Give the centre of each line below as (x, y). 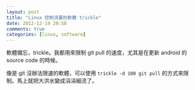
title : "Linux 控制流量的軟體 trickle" (54, 18)
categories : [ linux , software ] (46, 35)
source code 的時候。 (34, 60)
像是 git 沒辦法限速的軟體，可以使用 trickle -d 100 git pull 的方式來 (95, 73)
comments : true (26, 29)
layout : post (23, 12)
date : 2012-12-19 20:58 (37, 23)
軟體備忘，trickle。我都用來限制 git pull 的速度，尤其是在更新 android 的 (97, 53)
